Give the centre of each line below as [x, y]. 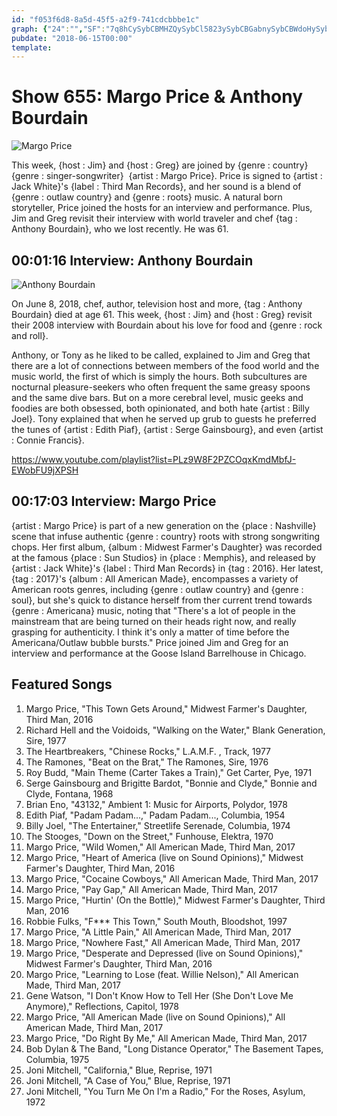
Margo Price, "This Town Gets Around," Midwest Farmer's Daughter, [166, 708]
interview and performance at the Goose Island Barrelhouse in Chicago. [159, 653]
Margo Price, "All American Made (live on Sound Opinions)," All [155, 1017]
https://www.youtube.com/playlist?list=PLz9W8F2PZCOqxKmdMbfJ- [154, 459]
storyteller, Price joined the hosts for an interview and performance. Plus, [162, 208]
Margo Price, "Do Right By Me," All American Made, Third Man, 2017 [166, 1038]
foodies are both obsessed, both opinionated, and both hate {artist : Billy [160, 408]
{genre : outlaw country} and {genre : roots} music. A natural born [147, 197]
